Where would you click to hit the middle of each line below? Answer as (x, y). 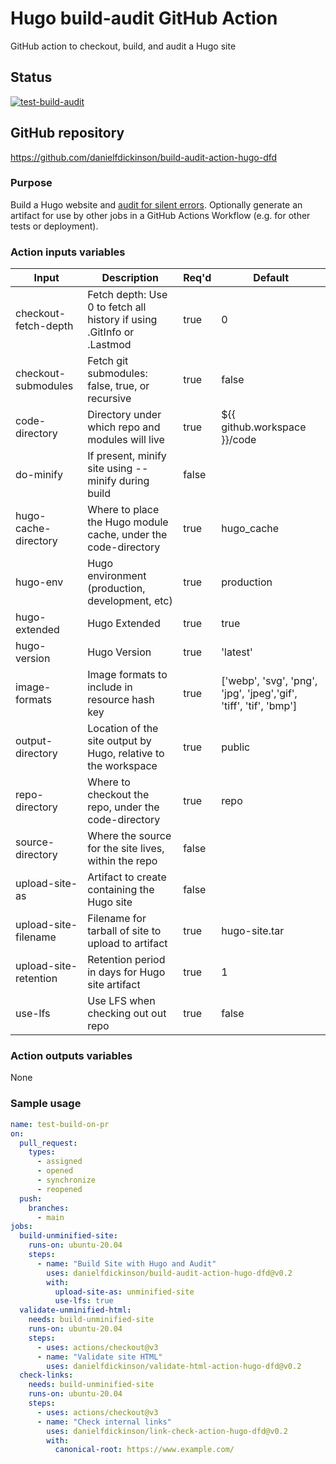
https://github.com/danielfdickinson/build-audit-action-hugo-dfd (144, 157)
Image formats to (127, 675)
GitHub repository (67, 133)
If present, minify (127, 456)
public (236, 747)
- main (50, 1217)
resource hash (121, 700)
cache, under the (127, 535)
